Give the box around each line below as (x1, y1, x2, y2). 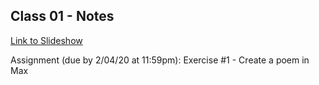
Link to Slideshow (10, 34, 83, 46)
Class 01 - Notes (10, 8, 115, 25)
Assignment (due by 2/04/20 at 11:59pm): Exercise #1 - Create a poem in (10, 54, 310, 66)
